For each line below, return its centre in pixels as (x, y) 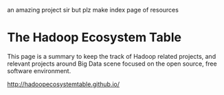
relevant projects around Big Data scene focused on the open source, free (112, 64)
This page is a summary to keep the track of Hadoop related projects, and (112, 56)
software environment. (39, 70)
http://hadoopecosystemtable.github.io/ (64, 84)
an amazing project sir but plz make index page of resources (93, 10)
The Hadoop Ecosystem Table (94, 38)
